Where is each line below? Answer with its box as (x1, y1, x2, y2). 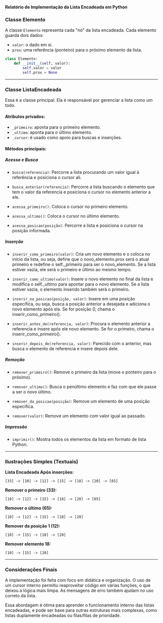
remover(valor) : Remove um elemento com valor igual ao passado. (12, 413, 146, 419)
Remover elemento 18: (5, 541, 51, 547)
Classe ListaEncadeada (5, 86, 62, 93)
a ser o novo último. (12, 389, 52, 395)
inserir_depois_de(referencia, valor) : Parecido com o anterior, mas (12, 340, 152, 346)
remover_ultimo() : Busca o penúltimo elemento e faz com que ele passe (12, 384, 157, 389)
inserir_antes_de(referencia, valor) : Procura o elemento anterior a (12, 321, 150, 327)
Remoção (5, 357, 25, 363)
